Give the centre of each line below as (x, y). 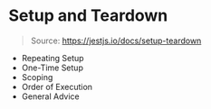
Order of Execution (57, 86)
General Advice (51, 96)
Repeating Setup (53, 58)
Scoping (37, 77)
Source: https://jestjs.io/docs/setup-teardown (116, 41)
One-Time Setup (52, 68)
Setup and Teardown (88, 16)
